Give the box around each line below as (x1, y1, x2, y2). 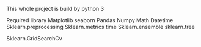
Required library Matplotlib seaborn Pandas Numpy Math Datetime (6, 17, 174, 23)
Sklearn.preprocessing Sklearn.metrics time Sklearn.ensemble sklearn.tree (6, 23, 196, 30)
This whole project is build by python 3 (6, 5, 104, 12)
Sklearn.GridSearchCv (6, 35, 62, 42)
